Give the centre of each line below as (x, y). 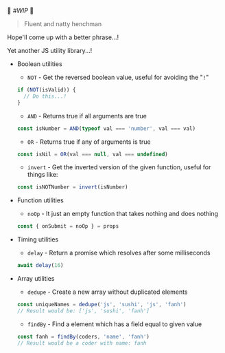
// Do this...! (45, 96)
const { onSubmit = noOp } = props (68, 226)
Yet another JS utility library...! (50, 51)
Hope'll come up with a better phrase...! (63, 37)
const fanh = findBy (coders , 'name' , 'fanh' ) (83, 336)
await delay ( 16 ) (40, 266)
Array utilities (36, 278)
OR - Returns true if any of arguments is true (89, 142)
